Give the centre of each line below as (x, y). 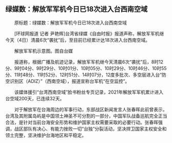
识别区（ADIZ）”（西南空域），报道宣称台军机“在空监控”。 (70, 81)
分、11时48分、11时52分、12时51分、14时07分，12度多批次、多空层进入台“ (84, 75)
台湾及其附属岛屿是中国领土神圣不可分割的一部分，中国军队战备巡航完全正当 (86, 116)
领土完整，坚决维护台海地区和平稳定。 (46, 135)
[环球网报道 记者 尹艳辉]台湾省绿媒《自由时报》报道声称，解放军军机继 (89, 33)
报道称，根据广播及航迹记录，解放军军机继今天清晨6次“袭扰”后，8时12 (89, 62)
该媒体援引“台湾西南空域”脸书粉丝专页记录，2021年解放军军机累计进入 (89, 92)
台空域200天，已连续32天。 (35, 98)
